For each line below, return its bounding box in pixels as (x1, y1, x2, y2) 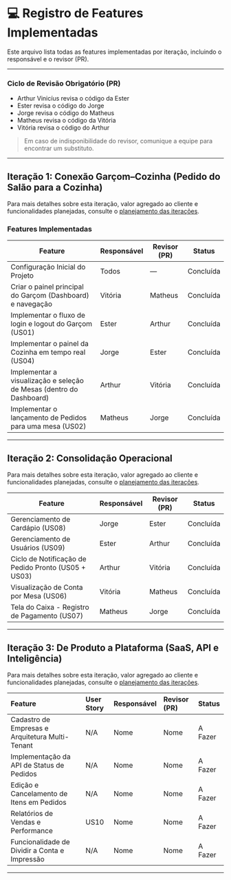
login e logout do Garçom (10, 319, 93, 329)
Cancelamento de (10, 788, 68, 798)
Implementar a (10, 367, 57, 377)
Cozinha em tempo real (10, 347, 86, 357)
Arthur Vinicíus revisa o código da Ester (16, 94, 130, 103)
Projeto (10, 271, 34, 280)
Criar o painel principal (10, 282, 84, 291)
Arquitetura (10, 732, 47, 741)
